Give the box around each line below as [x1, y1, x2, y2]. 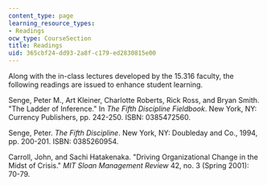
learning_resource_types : [8, 19, 95, 27]
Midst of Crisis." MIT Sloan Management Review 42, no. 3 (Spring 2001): [8, 161, 249, 170]
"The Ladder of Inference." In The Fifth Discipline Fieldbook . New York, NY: [8, 104, 257, 113]
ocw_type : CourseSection [8, 34, 92, 43]
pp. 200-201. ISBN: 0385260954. [8, 137, 119, 146]
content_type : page [8, 11, 74, 20]
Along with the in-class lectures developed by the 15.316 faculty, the [8, 72, 235, 80]
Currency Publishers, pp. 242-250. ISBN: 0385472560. [8, 113, 191, 121]
